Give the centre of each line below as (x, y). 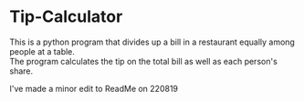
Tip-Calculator (66, 17)
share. (21, 71)
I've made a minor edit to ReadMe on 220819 (94, 88)
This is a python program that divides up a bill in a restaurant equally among (152, 42)
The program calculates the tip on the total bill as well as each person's (144, 61)
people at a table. (42, 51)
